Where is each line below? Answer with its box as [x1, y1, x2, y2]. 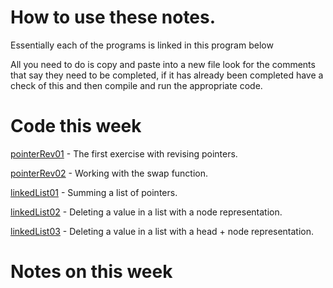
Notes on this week [10, 261, 173, 283]
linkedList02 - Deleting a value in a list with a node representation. [10, 206, 283, 218]
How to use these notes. [10, 6, 217, 29]
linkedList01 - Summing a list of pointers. [10, 186, 178, 198]
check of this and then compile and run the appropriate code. [10, 79, 263, 91]
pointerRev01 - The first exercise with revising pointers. [10, 147, 238, 160]
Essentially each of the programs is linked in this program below [10, 39, 274, 51]
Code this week [10, 115, 142, 138]
